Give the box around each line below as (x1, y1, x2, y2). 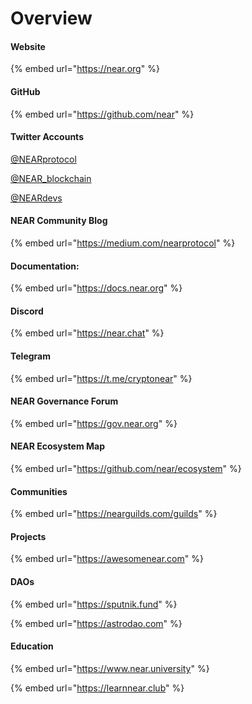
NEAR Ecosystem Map (10, 440, 105, 452)
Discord (10, 305, 44, 317)
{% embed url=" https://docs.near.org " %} (10, 282, 183, 294)
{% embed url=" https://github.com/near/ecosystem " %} (10, 463, 242, 475)
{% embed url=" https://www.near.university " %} (10, 662, 210, 674)
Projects (10, 530, 47, 542)
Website (10, 40, 46, 52)
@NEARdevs (10, 192, 63, 204)
